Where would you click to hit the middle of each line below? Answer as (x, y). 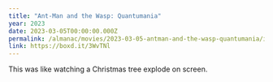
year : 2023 (27, 24)
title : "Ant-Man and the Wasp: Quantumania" (85, 16)
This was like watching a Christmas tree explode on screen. (108, 69)
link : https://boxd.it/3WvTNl (60, 46)
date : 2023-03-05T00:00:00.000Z (63, 31)
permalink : (27, 39)
